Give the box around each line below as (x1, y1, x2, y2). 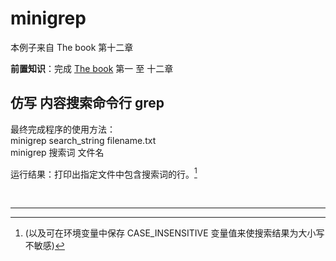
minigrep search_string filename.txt (10, 134, 157, 146)
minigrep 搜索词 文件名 (10, 146, 105, 158)
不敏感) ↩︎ (24, 240, 65, 252)
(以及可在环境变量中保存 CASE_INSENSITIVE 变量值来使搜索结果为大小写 (24, 227, 325, 239)
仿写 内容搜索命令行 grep (10, 95, 165, 112)
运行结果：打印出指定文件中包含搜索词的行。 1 (10, 166, 198, 180)
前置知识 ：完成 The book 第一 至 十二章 (10, 62, 174, 74)
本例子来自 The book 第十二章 (10, 41, 134, 53)
